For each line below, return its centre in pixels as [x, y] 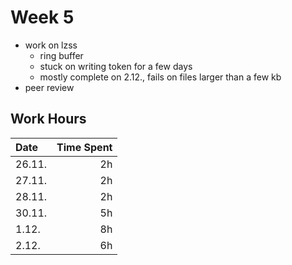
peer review [49, 87]
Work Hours [48, 119]
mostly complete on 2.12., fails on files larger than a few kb [160, 77]
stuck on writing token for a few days [116, 66]
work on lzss [51, 45]
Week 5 [42, 17]
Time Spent [84, 147]
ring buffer [61, 55]
